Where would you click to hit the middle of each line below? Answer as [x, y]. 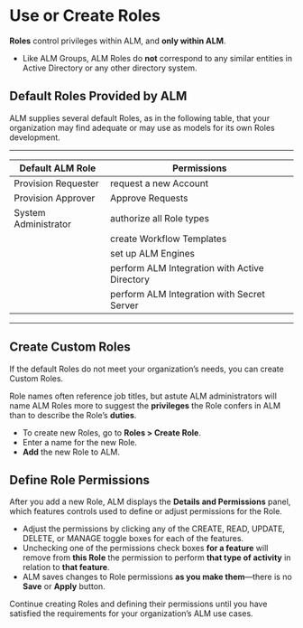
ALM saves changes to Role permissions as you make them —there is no [157, 577]
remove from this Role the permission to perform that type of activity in [156, 558]
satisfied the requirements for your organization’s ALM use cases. [132, 614]
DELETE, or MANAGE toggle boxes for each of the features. [133, 539]
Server [124, 305]
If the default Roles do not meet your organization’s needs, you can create [147, 369]
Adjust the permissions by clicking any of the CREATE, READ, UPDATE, [154, 529]
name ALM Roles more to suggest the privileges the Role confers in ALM [145, 405]
